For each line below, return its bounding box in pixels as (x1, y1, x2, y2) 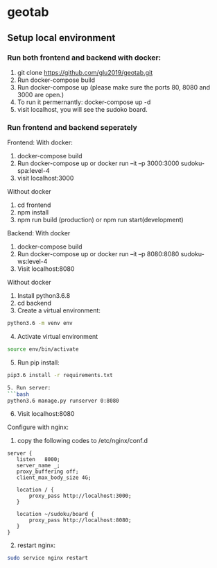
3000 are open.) (17, 90, 64, 99)
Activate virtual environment (17, 333, 98, 341)
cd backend (17, 299, 52, 308)
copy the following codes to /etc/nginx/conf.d (17, 437, 148, 445)
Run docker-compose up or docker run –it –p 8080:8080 (17, 250, 180, 258)
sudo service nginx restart (7, 555, 89, 562)
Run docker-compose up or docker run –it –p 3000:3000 (17, 159, 180, 167)
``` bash (7, 390, 30, 398)
